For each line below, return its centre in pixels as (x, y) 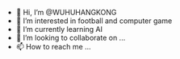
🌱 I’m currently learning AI (59, 29)
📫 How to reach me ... (53, 47)
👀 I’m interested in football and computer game (94, 21)
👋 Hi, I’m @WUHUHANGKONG (66, 12)
